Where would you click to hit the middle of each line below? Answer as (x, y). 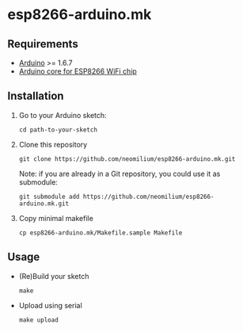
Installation (36, 96)
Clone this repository (53, 144)
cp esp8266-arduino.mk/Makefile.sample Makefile (101, 233)
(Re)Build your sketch (54, 276)
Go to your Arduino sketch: (63, 115)
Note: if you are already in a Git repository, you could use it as (120, 174)
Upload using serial (50, 305)
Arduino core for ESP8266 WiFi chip (78, 71)
